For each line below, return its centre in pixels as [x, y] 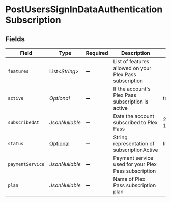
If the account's [132, 89]
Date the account [134, 116]
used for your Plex [135, 164]
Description [136, 53]
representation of [134, 143]
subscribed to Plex [135, 123]
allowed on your [132, 68]
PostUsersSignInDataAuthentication [84, 9]
